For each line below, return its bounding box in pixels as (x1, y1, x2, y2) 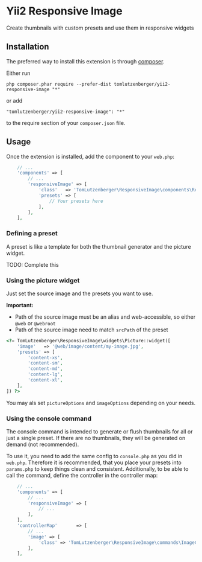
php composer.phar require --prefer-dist (6, 81, 112, 87)
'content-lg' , (28, 371, 63, 378)
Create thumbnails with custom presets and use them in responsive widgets (6, 24, 194, 31)
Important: (6, 301, 34, 308)
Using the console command (6, 414, 92, 423)
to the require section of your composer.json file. (6, 119, 126, 126)
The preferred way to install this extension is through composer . (6, 57, 165, 65)
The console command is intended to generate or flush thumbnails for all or (6, 427, 193, 435)
